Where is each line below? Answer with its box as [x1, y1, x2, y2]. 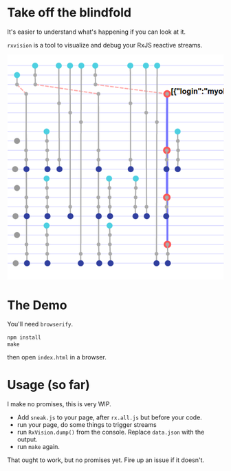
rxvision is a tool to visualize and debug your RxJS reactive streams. [7, 41, 203, 49]
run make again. [16, 443, 60, 451]
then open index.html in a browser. [7, 353, 107, 362]
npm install [7, 334, 41, 342]
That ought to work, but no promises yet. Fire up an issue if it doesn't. [7, 456, 205, 464]
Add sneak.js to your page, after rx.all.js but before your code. [16, 413, 203, 421]
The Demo [7, 297, 67, 313]
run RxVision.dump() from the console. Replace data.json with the [16, 428, 205, 437]
